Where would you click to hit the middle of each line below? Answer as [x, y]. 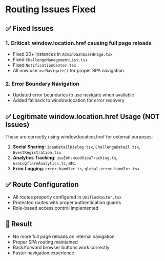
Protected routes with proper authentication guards [67, 202]
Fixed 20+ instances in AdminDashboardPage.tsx [63, 54]
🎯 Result [19, 224]
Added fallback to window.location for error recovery [68, 101]
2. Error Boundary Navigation [42, 84]
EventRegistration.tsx [37, 152]
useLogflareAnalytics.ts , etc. [45, 163]
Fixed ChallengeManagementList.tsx [50, 59]
